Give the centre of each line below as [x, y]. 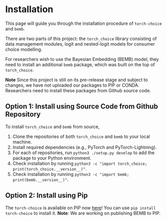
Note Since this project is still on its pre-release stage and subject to [77, 80]
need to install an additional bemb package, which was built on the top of [80, 64]
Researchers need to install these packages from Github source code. [78, 90]
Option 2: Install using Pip [47, 195]
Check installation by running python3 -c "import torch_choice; [80, 163]
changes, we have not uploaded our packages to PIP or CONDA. [72, 85]
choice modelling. [24, 49]
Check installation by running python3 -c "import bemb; [71, 174]
